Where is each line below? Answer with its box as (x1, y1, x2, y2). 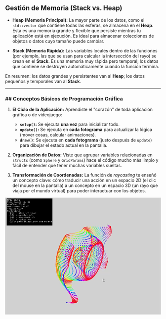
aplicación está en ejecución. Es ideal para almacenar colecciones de (12, 33, 154, 39)
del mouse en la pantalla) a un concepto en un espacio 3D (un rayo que (12, 182, 158, 188)
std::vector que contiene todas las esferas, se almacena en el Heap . (12, 22, 154, 28)
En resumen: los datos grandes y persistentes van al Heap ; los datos (5, 73, 145, 79)
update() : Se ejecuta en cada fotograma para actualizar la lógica (19, 127, 152, 133)
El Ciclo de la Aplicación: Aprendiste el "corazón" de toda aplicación (12, 106, 153, 113)
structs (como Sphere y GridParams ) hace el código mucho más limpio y (12, 157, 159, 163)
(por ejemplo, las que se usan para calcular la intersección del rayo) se (12, 53, 157, 59)
